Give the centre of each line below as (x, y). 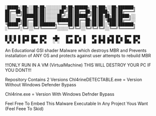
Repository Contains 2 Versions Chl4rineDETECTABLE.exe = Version (74, 80)
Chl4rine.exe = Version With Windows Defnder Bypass (60, 94)
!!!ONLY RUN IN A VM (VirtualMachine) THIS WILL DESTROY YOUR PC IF (78, 65)
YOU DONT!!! (18, 70)
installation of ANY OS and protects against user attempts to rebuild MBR (78, 56)
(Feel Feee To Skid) (24, 109)
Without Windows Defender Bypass (41, 85)
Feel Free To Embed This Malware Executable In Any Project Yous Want (77, 103)
